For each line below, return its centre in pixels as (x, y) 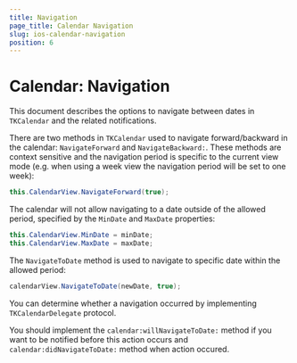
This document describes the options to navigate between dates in (132, 111)
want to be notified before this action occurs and (99, 339)
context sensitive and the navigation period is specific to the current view (144, 157)
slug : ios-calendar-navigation (67, 34)
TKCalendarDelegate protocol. (63, 312)
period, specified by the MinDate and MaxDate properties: (112, 219)
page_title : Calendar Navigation (71, 26)
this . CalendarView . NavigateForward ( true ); (89, 193)
